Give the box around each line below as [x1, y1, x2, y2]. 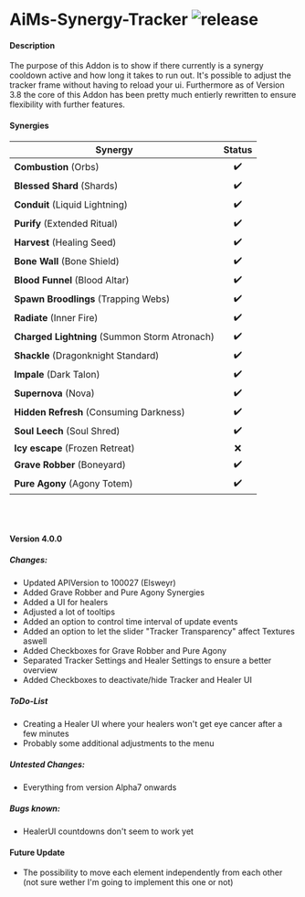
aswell [22, 635, 47, 646]
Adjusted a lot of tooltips [22, 606, 116, 617]
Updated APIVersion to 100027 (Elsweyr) [22, 577, 176, 589]
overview [22, 665, 58, 676]
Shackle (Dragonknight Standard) [14, 349, 160, 362]
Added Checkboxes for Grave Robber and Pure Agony [22, 646, 226, 657]
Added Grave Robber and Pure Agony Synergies [22, 587, 205, 598]
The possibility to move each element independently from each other [22, 867, 283, 878]
